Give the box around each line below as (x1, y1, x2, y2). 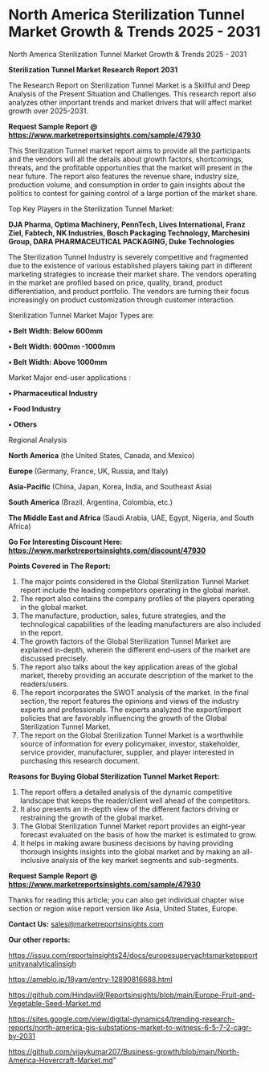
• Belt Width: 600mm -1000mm (8, 342, 116, 351)
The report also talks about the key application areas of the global (19, 661, 238, 672)
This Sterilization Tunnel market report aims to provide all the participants (8, 145, 251, 155)
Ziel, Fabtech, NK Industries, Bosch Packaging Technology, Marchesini (8, 227, 251, 238)
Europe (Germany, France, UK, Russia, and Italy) (8, 466, 169, 476)
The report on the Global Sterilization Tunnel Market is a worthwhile (19, 730, 243, 740)
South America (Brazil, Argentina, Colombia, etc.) (8, 497, 173, 507)
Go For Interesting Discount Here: (8, 537, 123, 546)
